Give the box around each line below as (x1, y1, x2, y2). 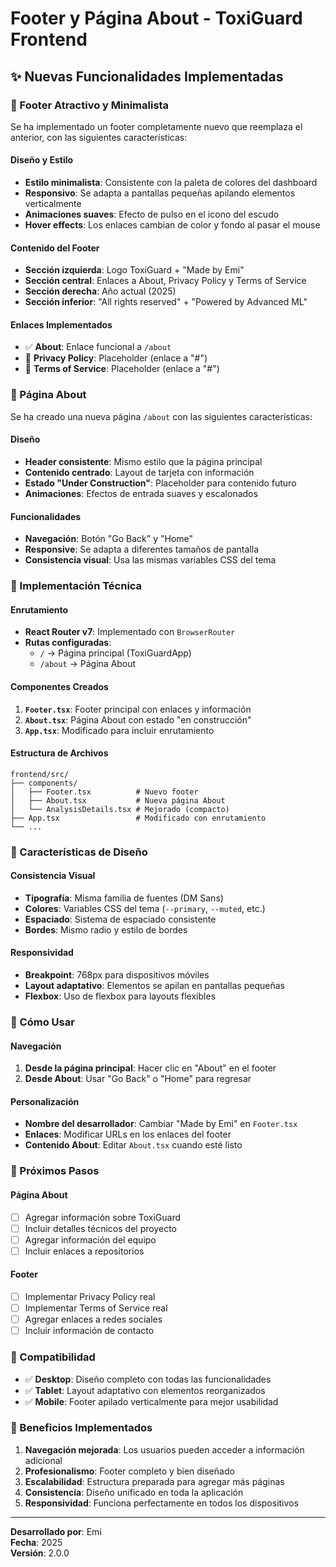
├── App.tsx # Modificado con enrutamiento (10, 813, 267, 823)
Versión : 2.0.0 (10, 1547, 70, 1559)
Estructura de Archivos (10, 747, 109, 759)
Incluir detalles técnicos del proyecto (24, 1222, 177, 1234)
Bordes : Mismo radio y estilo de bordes (24, 923, 188, 936)
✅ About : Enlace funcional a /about (24, 341, 172, 353)
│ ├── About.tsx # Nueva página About (10, 795, 226, 806)
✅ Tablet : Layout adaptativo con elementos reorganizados (24, 1384, 266, 1396)
